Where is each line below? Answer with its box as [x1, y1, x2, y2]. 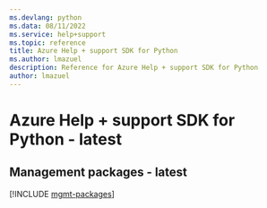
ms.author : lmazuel [9, 55, 82, 64]
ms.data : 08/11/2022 [9, 22, 87, 30]
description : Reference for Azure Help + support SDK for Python [9, 64, 258, 73]
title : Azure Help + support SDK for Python [9, 47, 178, 56]
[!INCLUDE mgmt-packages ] [9, 188, 115, 199]
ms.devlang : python [9, 13, 82, 22]
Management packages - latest [9, 165, 188, 180]
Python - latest [9, 129, 123, 149]
